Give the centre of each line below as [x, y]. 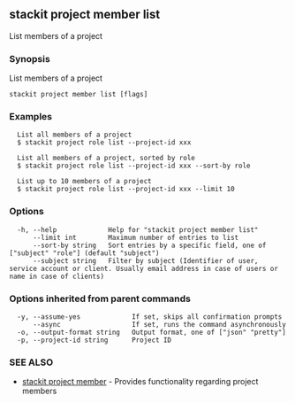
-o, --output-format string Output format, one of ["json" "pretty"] [152, 332]
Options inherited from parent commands [100, 298]
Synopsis [30, 58]
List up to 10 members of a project [84, 182]
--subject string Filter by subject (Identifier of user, [145, 260]
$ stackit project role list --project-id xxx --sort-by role [134, 166]
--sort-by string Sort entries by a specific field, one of [149, 245]
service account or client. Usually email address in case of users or [144, 268]
